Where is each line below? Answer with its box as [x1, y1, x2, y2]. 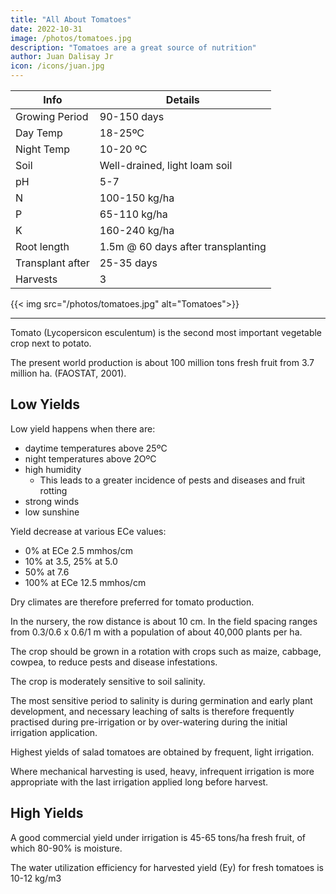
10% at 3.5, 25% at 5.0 [24, 555, 118, 567]
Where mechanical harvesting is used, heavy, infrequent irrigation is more [10, 765, 315, 777]
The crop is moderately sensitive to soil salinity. [10, 675, 206, 687]
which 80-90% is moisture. [10, 842, 123, 854]
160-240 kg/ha [99, 224, 175, 237]
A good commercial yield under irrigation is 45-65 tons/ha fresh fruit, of [10, 831, 306, 843]
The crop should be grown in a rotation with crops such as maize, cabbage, [10, 645, 322, 657]
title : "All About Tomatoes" [10, 14, 132, 25]
